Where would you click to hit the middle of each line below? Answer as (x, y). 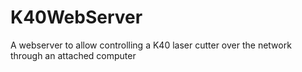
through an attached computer (73, 55)
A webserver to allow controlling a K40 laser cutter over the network (151, 45)
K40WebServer (76, 17)
